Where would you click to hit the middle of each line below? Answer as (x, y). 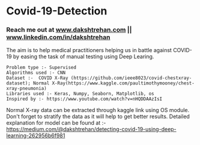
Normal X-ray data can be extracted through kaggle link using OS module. (98, 110)
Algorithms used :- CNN (36, 73)
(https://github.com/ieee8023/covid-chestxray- (131, 78)
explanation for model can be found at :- (56, 123)
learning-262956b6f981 (36, 135)
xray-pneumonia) (26, 89)
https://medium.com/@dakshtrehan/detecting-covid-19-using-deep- (91, 129)
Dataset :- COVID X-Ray (37, 78)
